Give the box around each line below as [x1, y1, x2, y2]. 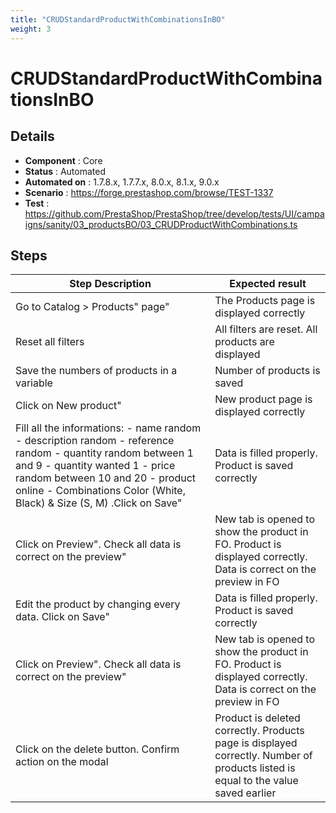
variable [15, 376, 53, 390]
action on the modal [15, 755, 109, 769]
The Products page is [214, 294, 316, 308]
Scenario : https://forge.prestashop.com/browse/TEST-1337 [24, 186, 274, 198]
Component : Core [24, 154, 103, 166]
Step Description [69, 277, 152, 291]
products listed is [214, 761, 296, 775]
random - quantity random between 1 [15, 446, 194, 460]
